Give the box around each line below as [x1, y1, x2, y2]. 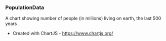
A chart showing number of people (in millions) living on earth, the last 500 [5, 15, 161, 21]
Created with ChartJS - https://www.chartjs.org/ [12, 30, 113, 36]
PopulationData [5, 4, 45, 11]
